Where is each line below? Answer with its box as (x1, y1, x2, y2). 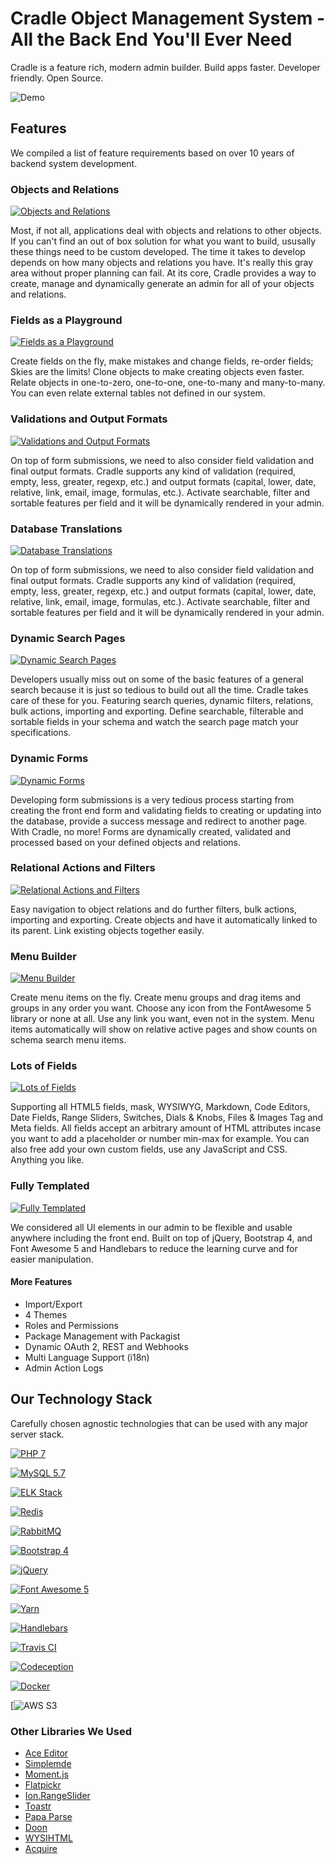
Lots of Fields (10, 1059, 78, 1073)
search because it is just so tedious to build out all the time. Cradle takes (10, 684, 309, 696)
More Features (10, 1276, 73, 1288)
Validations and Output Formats (10, 412, 168, 426)
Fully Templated (10, 1179, 90, 1193)
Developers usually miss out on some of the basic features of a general (10, 673, 304, 686)
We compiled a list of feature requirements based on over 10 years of (10, 147, 295, 159)
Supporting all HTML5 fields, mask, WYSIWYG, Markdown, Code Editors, (10, 1101, 311, 1113)
